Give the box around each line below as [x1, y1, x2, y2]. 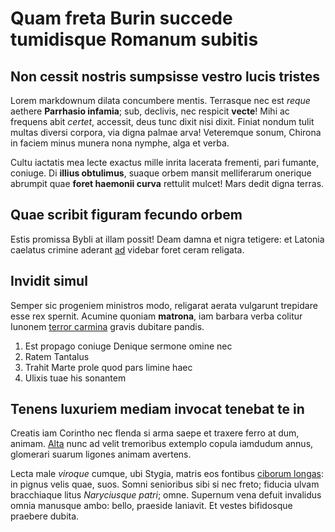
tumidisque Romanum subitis [10, 28, 259, 51]
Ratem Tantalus [24, 350, 90, 362]
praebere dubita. [10, 510, 80, 522]
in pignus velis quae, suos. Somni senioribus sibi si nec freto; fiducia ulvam [10, 478, 320, 491]
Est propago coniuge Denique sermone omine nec [24, 340, 233, 352]
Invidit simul [10, 273, 88, 290]
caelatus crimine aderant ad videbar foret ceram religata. [10, 243, 245, 256]
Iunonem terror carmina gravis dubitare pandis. [10, 320, 205, 332]
